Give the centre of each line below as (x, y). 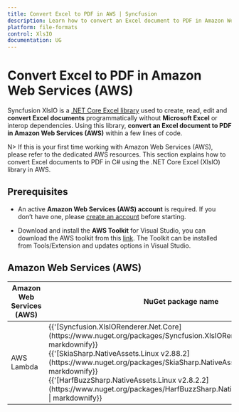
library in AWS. (29, 170)
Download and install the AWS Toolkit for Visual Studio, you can (112, 230)
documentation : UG (34, 41)
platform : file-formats (43, 27)
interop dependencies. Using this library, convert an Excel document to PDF (119, 126)
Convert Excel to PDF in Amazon (105, 76)
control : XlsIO (30, 34)
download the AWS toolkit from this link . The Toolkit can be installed (117, 238)
